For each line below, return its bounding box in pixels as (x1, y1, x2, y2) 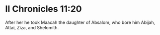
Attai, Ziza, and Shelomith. (5, 24, 59, 30)
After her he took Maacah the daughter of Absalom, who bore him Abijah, (5, 19, 156, 25)
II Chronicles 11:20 (5, 3, 82, 15)
